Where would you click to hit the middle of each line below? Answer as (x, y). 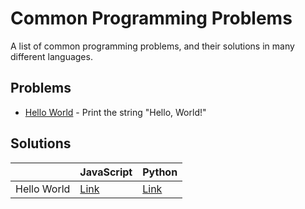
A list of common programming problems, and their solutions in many (152, 46)
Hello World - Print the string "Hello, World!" (115, 112)
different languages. (51, 56)
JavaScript (106, 172)
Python (160, 172)
